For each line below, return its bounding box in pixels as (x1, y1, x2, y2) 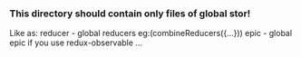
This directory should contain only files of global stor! (9, 7, 251, 20)
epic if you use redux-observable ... (9, 37, 143, 48)
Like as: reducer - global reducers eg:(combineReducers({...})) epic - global (9, 28, 293, 39)
